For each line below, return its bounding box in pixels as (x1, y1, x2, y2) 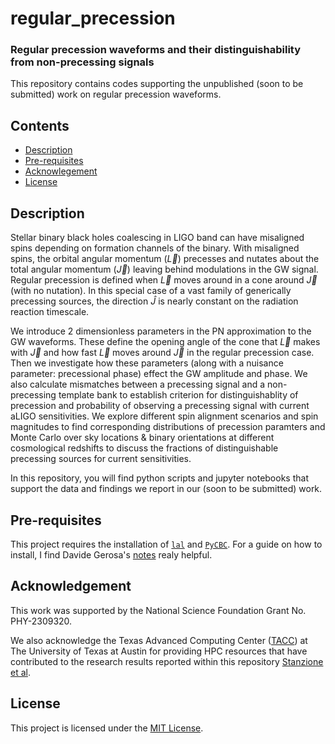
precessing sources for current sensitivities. (10, 453, 192, 465)
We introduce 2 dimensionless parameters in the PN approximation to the (10, 325, 312, 337)
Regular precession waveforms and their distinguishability (10, 43, 302, 57)
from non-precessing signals (10, 55, 155, 69)
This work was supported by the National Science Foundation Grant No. (10, 604, 307, 616)
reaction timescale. (10, 306, 90, 318)
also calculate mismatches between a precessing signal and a (10, 378, 266, 391)
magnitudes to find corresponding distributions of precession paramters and (10, 421, 326, 433)
